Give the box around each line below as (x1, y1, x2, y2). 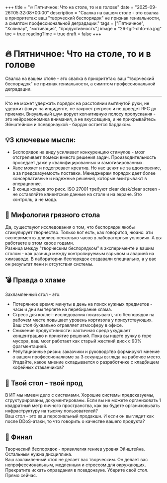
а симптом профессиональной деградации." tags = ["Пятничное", (5, 20, 145, 26)
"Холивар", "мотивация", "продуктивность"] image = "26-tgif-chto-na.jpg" (5, 26, 162, 31)
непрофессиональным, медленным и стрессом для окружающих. (5, 462, 146, 468)
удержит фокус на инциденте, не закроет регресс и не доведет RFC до (5, 105, 157, 111)
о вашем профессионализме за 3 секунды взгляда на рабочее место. (12, 354, 162, 360)
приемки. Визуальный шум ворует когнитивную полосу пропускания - (5, 111, 156, 117)
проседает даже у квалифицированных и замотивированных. (12, 159, 144, 165)
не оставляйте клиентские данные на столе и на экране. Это (12, 191, 142, 197)
